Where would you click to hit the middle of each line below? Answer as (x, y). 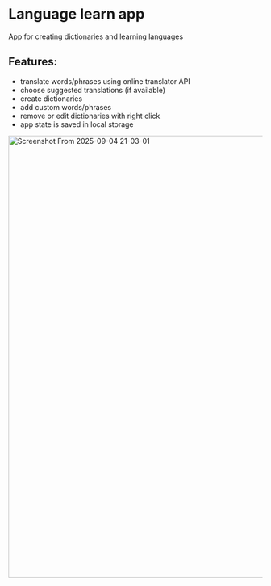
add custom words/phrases (66, 107)
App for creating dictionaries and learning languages (96, 36)
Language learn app (77, 14)
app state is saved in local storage (77, 124)
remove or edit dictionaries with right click (90, 116)
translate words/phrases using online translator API (105, 81)
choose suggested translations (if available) (93, 90)
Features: (33, 62)
